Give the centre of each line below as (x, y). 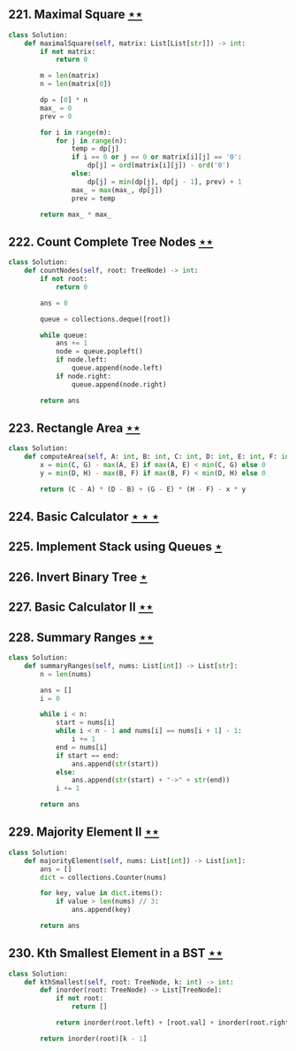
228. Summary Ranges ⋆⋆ (81, 637)
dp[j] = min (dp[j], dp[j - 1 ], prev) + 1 (164, 182)
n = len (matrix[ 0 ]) (76, 84)
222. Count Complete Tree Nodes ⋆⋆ (111, 241)
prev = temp (93, 199)
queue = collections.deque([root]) (106, 319)
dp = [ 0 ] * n (64, 100)
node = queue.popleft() (99, 352)
